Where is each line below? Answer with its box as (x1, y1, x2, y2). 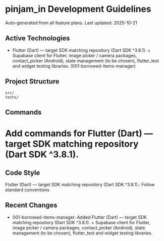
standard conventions (5, 187, 50, 193)
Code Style (5, 168, 40, 177)
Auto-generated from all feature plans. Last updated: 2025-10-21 (5, 20, 137, 26)
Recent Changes (5, 201, 58, 209)
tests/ (5, 95, 19, 100)
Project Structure (5, 78, 59, 86)
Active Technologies (5, 34, 70, 42)
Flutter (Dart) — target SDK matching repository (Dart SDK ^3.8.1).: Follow (5, 181, 155, 187)
